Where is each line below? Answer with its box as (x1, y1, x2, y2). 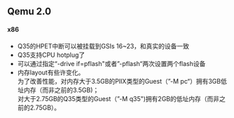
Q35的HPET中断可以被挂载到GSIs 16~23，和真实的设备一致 (17, 41, 190, 50)
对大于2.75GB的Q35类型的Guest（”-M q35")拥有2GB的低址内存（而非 (17, 94, 219, 103)
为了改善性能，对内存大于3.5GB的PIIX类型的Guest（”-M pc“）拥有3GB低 (17, 77, 228, 85)
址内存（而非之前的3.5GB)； (17, 86, 99, 94)
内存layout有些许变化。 (17, 68, 85, 77)
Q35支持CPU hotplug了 (17, 51, 85, 59)
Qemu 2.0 (7, 6, 51, 18)
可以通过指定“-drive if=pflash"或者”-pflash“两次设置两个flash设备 (17, 59, 206, 67)
